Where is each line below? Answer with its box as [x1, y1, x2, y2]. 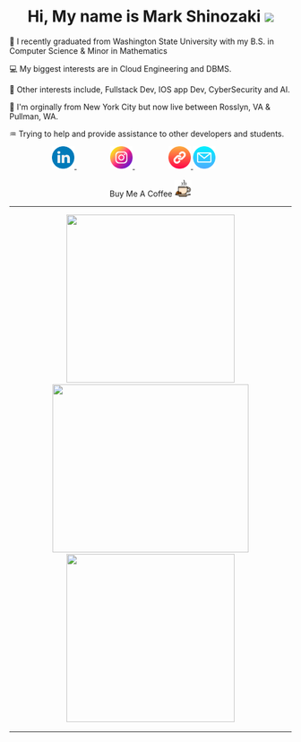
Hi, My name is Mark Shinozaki [27, 6, 262, 27]
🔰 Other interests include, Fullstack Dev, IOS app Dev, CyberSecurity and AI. [9, 83, 290, 95]
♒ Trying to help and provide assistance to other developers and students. [9, 128, 285, 139]
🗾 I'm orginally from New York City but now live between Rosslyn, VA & [9, 101, 271, 112]
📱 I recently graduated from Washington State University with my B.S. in [9, 36, 275, 47]
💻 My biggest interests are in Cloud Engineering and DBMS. [9, 63, 232, 73]
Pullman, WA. [9, 110, 59, 122]
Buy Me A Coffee [109, 188, 173, 199]
